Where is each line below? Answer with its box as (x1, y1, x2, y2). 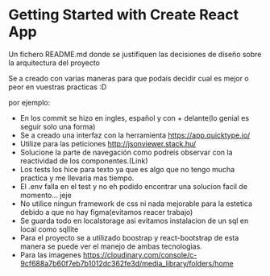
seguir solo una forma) (19, 122, 96, 131)
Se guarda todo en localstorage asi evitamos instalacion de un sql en (19, 216, 249, 225)
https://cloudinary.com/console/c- (83, 249, 197, 259)
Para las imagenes (19, 249, 82, 259)
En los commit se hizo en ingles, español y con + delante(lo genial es (19, 113, 250, 122)
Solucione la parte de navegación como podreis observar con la (19, 147, 233, 157)
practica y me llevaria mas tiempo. (19, 173, 135, 183)
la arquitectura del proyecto (8, 58, 101, 68)
